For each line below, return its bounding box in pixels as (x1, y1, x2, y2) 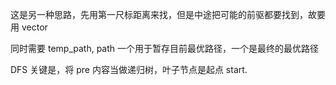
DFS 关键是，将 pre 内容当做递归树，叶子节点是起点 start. (10, 64, 248, 75)
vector (21, 21, 48, 33)
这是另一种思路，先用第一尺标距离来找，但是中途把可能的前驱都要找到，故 (10, 9, 317, 20)
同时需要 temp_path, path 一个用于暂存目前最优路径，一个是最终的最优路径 (10, 43, 319, 54)
